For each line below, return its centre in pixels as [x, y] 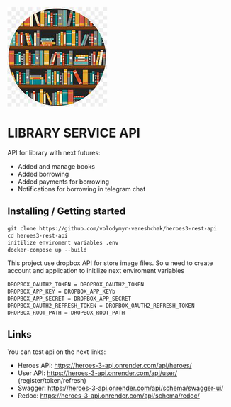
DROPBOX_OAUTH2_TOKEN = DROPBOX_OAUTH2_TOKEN [75, 284]
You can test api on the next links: [57, 352]
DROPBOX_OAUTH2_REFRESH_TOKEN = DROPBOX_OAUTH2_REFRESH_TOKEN [101, 306]
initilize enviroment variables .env [63, 242]
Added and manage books [56, 166]
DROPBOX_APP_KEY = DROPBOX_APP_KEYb [61, 291]
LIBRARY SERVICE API [74, 133]
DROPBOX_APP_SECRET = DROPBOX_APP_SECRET [69, 299]
